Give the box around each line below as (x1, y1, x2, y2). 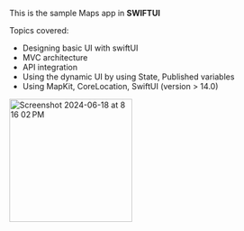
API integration (22, 62, 78, 72)
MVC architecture (22, 52, 88, 62)
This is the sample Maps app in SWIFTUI (9, 8, 160, 18)
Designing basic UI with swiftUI (22, 42, 139, 53)
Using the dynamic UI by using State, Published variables (22, 71, 235, 82)
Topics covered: (9, 25, 69, 35)
